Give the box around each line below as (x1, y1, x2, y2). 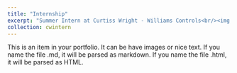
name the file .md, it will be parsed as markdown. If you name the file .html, (7, 50, 227, 59)
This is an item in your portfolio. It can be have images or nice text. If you (7, 43, 220, 52)
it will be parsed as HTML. (7, 58, 84, 67)
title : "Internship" (7, 10, 69, 18)
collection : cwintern (7, 23, 72, 30)
